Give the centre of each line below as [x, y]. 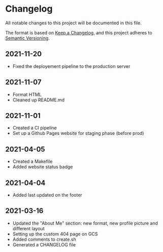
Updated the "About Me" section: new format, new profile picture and [85, 223]
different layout [28, 228]
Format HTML [27, 94]
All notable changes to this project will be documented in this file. [74, 23]
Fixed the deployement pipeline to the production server [71, 66]
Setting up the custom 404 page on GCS [55, 234]
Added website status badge [43, 167]
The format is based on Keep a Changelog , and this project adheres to [79, 32]
